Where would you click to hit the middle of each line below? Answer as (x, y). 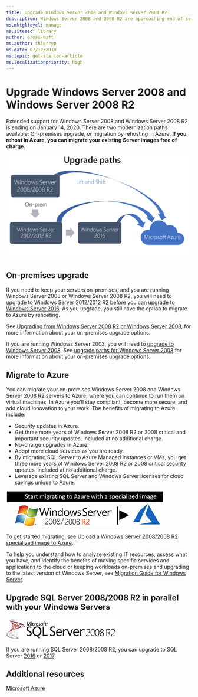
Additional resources (45, 674)
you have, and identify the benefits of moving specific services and (88, 560)
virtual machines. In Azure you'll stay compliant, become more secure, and (97, 402)
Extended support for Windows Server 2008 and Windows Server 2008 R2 (97, 121)
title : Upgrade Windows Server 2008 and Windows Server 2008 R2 (87, 12)
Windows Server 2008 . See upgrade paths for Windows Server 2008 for (94, 350)
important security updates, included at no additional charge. (89, 438)
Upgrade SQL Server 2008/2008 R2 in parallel (93, 598)
